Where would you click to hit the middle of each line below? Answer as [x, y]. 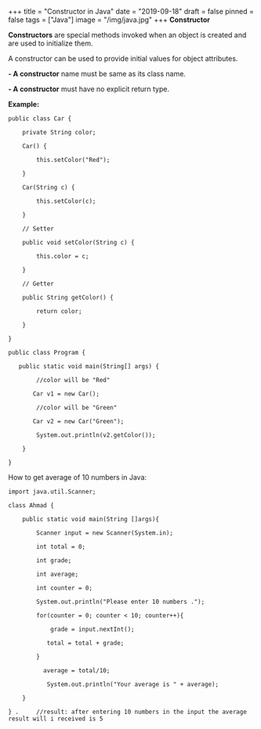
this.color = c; [63, 256]
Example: [24, 104]
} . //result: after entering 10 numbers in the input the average [127, 712]
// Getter [38, 284]
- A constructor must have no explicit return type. [89, 89]
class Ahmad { [31, 506]
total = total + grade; [85, 643]
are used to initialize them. [51, 43]
